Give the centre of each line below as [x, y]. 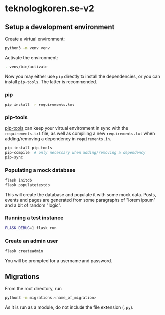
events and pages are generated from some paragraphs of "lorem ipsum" [80, 200]
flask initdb [19, 180]
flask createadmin [24, 251]
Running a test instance [34, 218]
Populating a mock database [40, 170]
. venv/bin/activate [27, 67]
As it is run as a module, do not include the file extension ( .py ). [69, 307]
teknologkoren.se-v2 [50, 9]
